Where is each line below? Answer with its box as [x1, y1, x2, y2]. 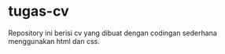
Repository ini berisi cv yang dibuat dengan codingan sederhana [8, 28, 218, 38]
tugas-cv [8, 2, 69, 20]
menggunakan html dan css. [8, 36, 100, 45]
